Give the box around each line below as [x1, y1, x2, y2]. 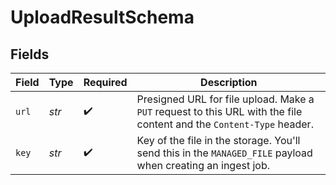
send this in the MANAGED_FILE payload [136, 146, 313, 160]
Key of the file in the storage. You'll [136, 134, 301, 147]
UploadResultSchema [10, 6, 195, 29]
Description [200, 76, 258, 89]
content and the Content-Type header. [136, 117, 314, 131]
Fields [10, 46, 50, 63]
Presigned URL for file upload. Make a [136, 92, 315, 106]
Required [83, 76, 128, 89]
